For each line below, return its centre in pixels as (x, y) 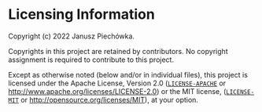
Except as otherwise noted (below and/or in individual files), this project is (128, 74)
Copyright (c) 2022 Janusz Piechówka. (72, 36)
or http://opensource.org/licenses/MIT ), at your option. (110, 99)
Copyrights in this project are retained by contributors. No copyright (118, 51)
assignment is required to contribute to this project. (91, 60)
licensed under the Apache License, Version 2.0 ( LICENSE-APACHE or (117, 83)
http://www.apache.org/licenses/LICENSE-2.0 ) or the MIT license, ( (117, 91)
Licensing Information (81, 14)
